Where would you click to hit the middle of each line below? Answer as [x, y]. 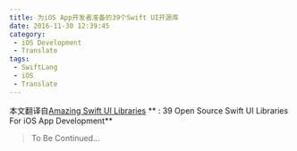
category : [28, 34]
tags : [19, 59]
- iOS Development [47, 42]
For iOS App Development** [61, 121]
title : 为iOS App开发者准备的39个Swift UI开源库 [94, 17]
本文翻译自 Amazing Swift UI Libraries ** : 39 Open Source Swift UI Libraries [149, 110]
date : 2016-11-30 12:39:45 [59, 26]
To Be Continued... [65, 138]
